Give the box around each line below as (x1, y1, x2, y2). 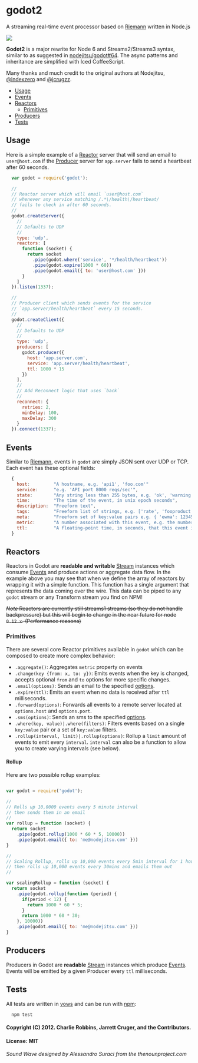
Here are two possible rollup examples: (6, 771, 101, 778)
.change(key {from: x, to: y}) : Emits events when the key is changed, (14, 670, 189, 677)
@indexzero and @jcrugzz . (6, 75, 72, 82)
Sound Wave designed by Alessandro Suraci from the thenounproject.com (6, 1051, 187, 1058)
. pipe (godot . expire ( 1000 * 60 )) (32, 262, 112, 268)
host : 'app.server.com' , (27, 355, 88, 361)
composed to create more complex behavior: (6, 652, 115, 659)
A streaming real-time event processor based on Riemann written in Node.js (6, 23, 190, 30)
